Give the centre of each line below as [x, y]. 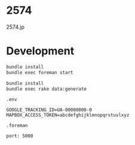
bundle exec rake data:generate [46, 89]
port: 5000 [20, 136]
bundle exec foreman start [40, 72]
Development [40, 51]
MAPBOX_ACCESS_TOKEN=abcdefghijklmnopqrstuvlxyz [68, 115]
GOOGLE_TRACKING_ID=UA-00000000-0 [49, 110]
